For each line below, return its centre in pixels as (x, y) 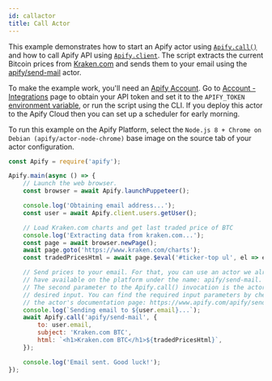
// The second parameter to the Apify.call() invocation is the (134, 287)
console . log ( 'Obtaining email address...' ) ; (99, 205)
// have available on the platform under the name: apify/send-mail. (143, 280)
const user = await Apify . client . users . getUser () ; (110, 213)
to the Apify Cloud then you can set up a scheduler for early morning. (124, 113)
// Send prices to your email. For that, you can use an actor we (137, 273)
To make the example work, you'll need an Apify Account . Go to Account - (132, 88)
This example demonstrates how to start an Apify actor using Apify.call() (133, 46)
